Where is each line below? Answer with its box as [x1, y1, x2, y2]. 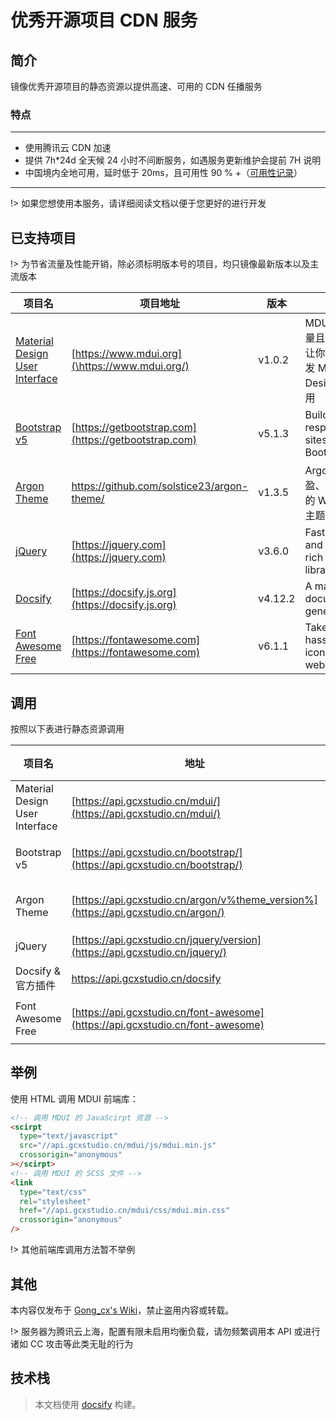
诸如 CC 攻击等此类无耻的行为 [10, 1337, 134, 1350]
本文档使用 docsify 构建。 [34, 1398, 142, 1410]
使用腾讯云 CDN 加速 [24, 142, 112, 154]
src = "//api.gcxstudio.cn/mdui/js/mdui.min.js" [19, 1141, 217, 1151]
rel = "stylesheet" [19, 1196, 92, 1206]
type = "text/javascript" [19, 1131, 118, 1141]
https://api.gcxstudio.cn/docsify [71, 971, 222, 985]
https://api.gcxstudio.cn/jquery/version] [74, 932, 262, 946]
